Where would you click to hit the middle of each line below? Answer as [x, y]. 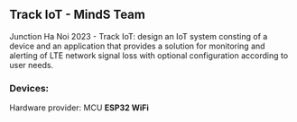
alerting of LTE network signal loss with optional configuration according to [149, 55]
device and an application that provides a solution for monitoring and [137, 46]
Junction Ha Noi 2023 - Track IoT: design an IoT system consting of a [139, 36]
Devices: [29, 88]
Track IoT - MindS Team [78, 15]
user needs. [32, 65]
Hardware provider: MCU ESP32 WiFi [79, 108]
